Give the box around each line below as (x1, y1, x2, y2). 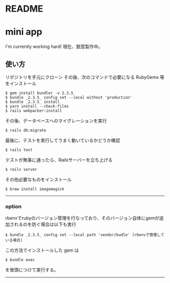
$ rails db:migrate (5, 127, 47, 133)
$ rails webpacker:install (5, 108, 62, 113)
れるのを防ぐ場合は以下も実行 (14, 221, 76, 227)
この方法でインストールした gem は (5, 247, 79, 253)
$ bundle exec (5, 257, 35, 263)
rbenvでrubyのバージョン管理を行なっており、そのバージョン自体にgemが (5, 215, 159, 221)
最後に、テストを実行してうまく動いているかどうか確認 (5, 137, 120, 143)
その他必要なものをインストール (5, 176, 72, 182)
